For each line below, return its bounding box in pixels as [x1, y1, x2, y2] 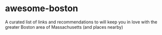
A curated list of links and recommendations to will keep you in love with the [5, 19, 158, 25]
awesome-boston [5, 3, 78, 14]
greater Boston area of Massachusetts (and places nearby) [5, 24, 123, 30]
